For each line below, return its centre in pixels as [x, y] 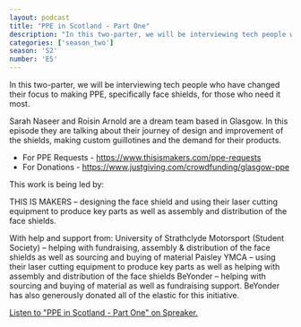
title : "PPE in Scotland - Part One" [80, 26]
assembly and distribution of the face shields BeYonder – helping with [138, 276]
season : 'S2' [34, 51]
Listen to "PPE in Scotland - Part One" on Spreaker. [104, 313]
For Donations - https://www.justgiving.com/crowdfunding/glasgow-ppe [156, 167]
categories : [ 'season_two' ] [62, 43]
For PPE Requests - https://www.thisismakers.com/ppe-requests [142, 157]
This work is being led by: [57, 184]
